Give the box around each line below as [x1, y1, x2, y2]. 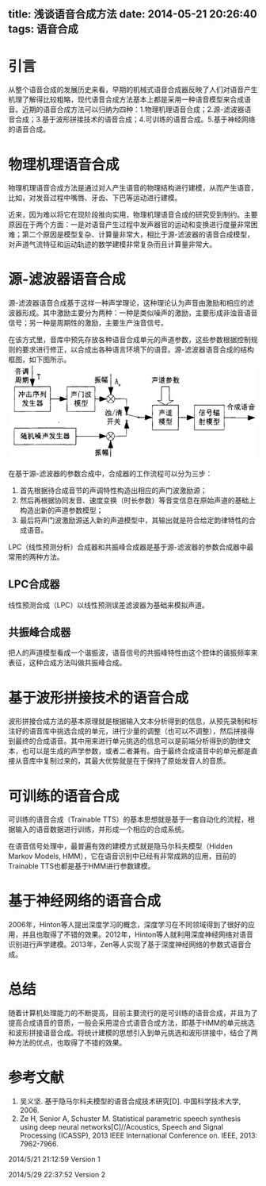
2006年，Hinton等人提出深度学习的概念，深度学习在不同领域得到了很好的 [8, 920, 249, 930]
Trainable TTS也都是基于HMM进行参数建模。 [8, 861, 155, 871]
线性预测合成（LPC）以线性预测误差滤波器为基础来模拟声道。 [8, 600, 210, 610]
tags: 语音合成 [8, 22, 79, 36]
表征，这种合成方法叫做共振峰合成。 [8, 658, 127, 668]
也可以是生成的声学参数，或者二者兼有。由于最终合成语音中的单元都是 [21, 746, 251, 756]
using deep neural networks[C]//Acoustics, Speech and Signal [19, 1122, 224, 1132]
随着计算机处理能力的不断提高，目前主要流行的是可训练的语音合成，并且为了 [8, 1008, 258, 1018]
